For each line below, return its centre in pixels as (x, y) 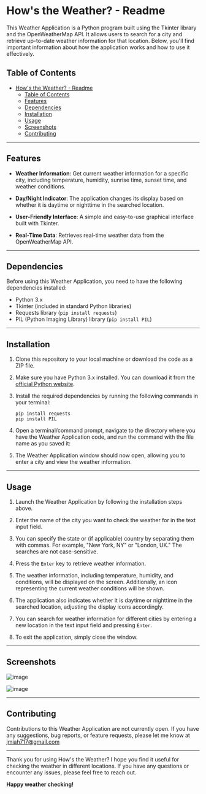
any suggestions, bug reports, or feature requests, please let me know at (98, 735)
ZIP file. (25, 366)
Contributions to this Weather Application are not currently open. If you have (103, 728)
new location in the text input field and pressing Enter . (83, 625)
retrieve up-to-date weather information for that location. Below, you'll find (101, 40)
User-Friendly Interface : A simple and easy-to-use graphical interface (105, 217)
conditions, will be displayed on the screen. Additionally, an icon (96, 582)
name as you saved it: (43, 444)
